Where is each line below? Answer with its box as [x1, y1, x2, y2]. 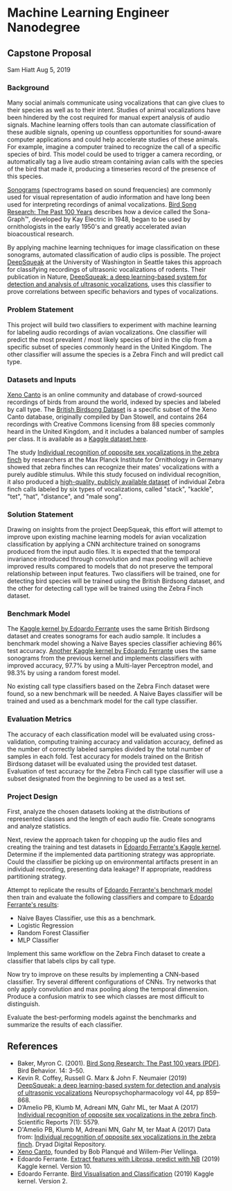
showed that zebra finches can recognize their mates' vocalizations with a [7, 462, 220, 471]
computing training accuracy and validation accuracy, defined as [37, 737, 223, 746]
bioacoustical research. [7, 230, 74, 238]
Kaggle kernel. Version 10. [17, 1162, 92, 1170]
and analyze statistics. [7, 822, 71, 831]
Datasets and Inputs [7, 374, 76, 384]
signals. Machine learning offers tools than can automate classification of [7, 121, 216, 129]
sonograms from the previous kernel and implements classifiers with [7, 654, 203, 663]
